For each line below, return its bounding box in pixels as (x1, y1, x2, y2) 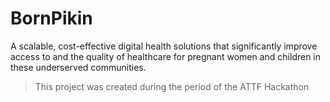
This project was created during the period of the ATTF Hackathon (34, 80, 310, 92)
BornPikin (10, 7, 93, 30)
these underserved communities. (10, 61, 147, 73)
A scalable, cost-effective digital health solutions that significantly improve (10, 40, 318, 52)
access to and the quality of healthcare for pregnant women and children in (10, 50, 322, 62)
